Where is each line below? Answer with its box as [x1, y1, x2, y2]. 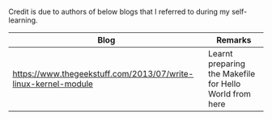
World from [207, 89, 251, 99]
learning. [8, 15, 38, 25]
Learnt [207, 48, 233, 59]
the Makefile [207, 68, 256, 79]
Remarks [215, 35, 252, 45]
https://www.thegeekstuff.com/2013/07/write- [12, 68, 194, 79]
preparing [207, 58, 245, 69]
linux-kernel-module [12, 78, 93, 89]
